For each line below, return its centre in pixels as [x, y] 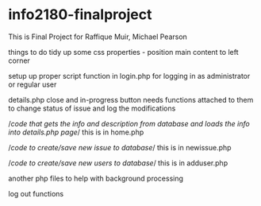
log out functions [36, 193]
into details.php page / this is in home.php [76, 132]
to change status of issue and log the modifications [92, 108]
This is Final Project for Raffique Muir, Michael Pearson [98, 37]
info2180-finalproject [80, 15]
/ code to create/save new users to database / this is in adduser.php [118, 163]
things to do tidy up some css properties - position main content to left [123, 52]
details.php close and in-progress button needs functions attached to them [131, 99]
